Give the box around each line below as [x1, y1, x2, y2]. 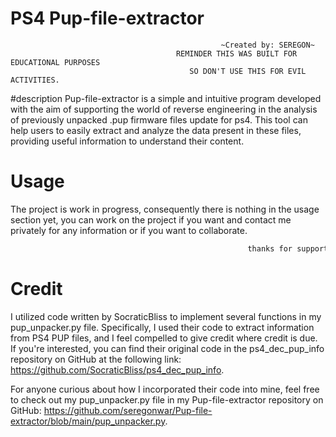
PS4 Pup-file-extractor [10, 7, 205, 30]
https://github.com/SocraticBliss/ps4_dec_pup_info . [10, 363, 225, 376]
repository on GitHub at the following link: [10, 353, 182, 365]
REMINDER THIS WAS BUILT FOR [175, 48, 298, 59]
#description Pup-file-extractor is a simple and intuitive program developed [10, 92, 322, 104]
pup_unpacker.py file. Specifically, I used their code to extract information [10, 321, 315, 333]
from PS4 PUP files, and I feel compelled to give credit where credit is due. [10, 332, 318, 344]
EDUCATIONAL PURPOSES [10, 57, 101, 67]
